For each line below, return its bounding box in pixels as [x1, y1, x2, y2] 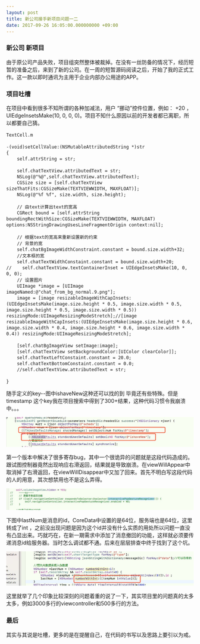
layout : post [6, 10, 39, 16]
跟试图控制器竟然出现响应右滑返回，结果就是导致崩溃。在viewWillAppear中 [6, 461, 190, 468]
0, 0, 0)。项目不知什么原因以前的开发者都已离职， [62, 112, 185, 119]
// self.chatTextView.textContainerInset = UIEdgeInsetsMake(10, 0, [6, 264, 187, 271]
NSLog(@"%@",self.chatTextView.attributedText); [17, 174, 140, 180]
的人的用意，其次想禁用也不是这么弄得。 [6, 476, 105, 483]
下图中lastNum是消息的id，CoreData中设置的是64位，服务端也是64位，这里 [6, 516, 193, 523]
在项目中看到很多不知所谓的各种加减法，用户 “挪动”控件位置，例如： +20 [6, 104, 186, 112]
